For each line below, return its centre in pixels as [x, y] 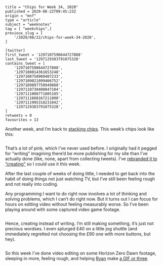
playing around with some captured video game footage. [63, 210]
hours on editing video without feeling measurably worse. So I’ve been [77, 204]
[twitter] [15, 51]
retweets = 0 [19, 115]
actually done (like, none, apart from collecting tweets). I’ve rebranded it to [81, 159]
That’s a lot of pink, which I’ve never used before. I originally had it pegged [81, 148]
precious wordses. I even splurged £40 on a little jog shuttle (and [71, 229]
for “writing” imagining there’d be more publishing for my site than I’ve [77, 153]
